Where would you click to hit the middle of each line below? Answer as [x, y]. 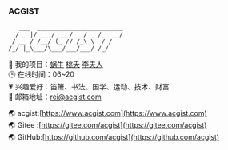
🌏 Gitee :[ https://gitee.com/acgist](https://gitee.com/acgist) [108, 125]
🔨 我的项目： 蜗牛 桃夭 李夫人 [56, 65]
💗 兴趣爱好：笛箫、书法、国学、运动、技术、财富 [89, 87]
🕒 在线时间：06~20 [41, 74]
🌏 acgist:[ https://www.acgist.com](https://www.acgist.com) [108, 113]
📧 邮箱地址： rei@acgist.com [55, 97]
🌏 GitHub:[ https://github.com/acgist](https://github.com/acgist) [114, 137]
